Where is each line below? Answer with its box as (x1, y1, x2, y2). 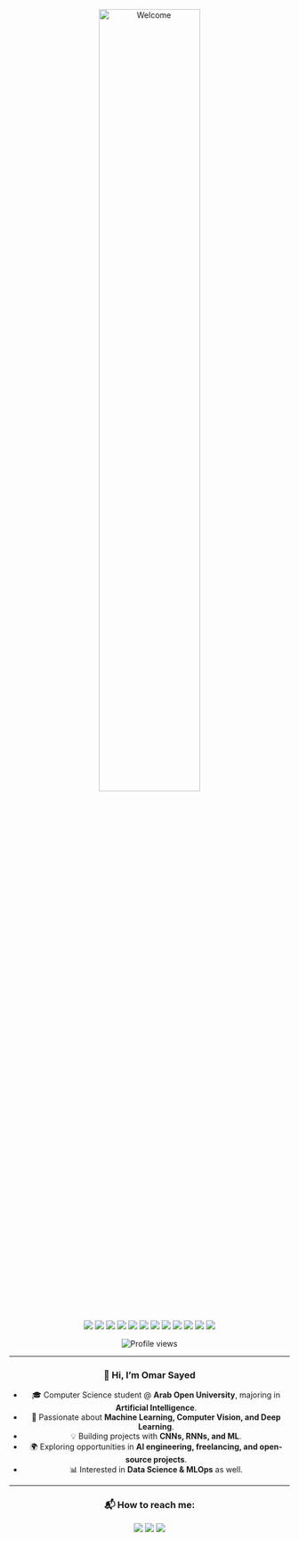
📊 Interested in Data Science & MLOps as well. (69, 1464, 243, 1475)
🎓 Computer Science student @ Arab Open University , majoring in (31, 1389, 281, 1400)
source (125, 1455, 152, 1465)
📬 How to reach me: (103, 1499, 196, 1512)
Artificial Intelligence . (115, 1403, 198, 1414)
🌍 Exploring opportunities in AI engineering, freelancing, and (29, 1441, 258, 1452)
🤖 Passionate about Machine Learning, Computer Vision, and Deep (30, 1412, 281, 1422)
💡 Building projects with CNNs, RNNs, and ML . (70, 1430, 242, 1442)
